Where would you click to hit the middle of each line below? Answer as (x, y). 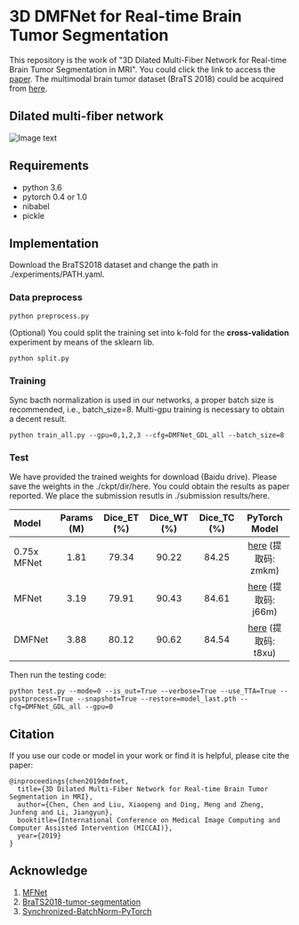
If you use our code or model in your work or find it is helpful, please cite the (149, 756)
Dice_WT (169, 518)
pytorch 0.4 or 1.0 (54, 197)
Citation (32, 734)
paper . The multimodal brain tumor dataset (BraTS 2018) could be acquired (146, 78)
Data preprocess (46, 297)
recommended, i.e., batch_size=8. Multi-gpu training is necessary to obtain (147, 409)
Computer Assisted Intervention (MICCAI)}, (91, 828)
